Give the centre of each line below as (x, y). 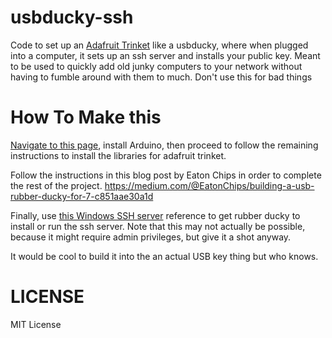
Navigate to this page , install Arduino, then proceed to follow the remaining (164, 145)
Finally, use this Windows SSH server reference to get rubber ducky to (155, 215)
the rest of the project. (56, 185)
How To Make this (86, 117)
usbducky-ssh (72, 17)
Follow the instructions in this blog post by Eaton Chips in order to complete (166, 175)
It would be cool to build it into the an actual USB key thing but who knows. (164, 256)
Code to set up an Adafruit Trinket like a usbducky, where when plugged (159, 45)
